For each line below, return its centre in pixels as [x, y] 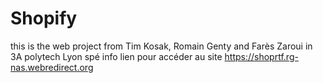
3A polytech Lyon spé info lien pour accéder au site [116, 56]
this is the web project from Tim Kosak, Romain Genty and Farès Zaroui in [161, 46]
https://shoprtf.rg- [261, 56]
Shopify [44, 18]
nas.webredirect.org [52, 67]
